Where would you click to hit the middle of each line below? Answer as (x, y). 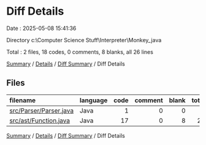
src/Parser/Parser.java (42, 110)
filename (23, 100)
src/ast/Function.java (40, 121)
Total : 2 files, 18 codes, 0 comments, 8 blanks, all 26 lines (80, 52)
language (93, 100)
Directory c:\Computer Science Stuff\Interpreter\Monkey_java (84, 40)
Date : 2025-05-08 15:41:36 (41, 28)
